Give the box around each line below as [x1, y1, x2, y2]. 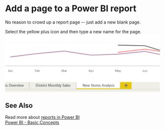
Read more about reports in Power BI [5, 114, 80, 120]
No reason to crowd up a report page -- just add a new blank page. [5, 19, 141, 25]
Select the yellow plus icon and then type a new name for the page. [5, 28, 141, 34]
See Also [5, 101, 33, 109]
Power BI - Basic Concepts [5, 120, 60, 126]
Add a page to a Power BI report [5, 3, 137, 14]
